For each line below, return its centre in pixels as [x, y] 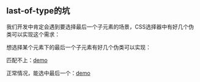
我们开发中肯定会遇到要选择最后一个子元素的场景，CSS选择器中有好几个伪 [100, 27]
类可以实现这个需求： [33, 34]
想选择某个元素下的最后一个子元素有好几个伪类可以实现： [79, 47]
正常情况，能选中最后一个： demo [48, 73]
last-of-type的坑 [38, 11]
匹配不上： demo [27, 60]
